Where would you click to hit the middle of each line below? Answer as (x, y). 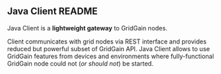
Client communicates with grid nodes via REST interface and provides (107, 41)
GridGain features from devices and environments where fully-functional (111, 56)
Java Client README (53, 11)
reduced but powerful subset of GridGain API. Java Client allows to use (108, 48)
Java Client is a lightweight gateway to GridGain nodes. (87, 28)
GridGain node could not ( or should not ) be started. (80, 63)
